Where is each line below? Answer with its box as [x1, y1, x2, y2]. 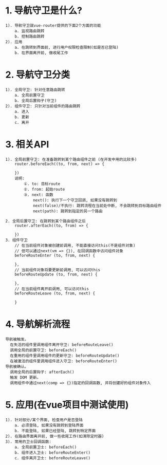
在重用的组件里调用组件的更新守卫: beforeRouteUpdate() [10, 353, 120, 358]
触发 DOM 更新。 [10, 375, 41, 380]
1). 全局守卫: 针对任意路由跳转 [5, 87, 65, 92]
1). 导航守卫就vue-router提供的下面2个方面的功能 [5, 23, 101, 28]
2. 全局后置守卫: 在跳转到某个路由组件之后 [5, 218, 86, 224]
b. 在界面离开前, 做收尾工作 [14, 50, 68, 55]
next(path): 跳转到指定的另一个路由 [32, 209, 103, 214]
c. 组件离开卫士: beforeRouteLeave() [14, 455, 91, 460]
